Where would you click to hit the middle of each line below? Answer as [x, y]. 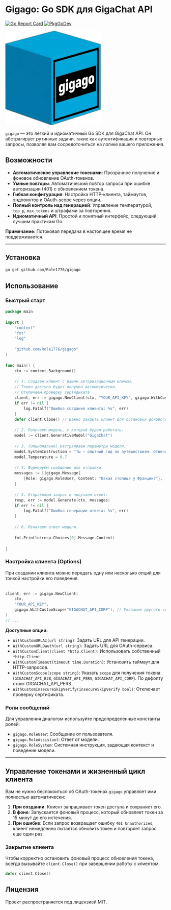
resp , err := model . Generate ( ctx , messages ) [62, 500]
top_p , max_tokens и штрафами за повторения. [62, 210]
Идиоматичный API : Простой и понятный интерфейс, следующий [84, 216]
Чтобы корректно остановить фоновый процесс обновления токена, [80, 858]
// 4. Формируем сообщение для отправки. [59, 468]
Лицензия [22, 890]
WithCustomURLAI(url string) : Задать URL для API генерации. [79, 640]
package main [19, 312]
